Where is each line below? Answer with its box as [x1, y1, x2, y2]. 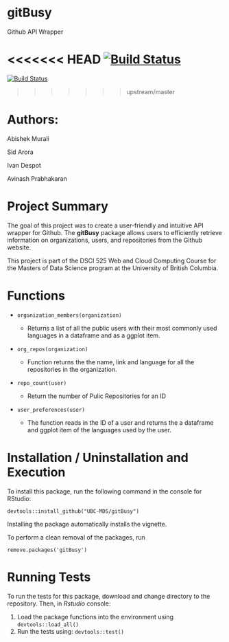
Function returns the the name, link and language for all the [27, 357, 195, 366]
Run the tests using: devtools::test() [16, 627, 125, 635]
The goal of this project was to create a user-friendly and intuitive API [7, 221, 204, 230]
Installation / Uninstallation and [7, 450, 189, 465]
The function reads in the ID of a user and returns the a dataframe [27, 418, 214, 427]
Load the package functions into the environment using [16, 612, 173, 621]
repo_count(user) [16, 379, 67, 386]
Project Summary [7, 199, 108, 214]
